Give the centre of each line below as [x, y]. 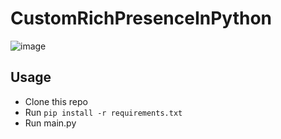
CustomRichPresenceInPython [141, 18]
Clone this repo [56, 101]
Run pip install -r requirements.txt [103, 112]
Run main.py [50, 123]
